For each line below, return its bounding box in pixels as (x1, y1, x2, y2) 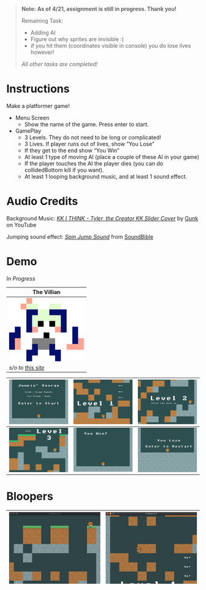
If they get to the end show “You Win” (24, 147, 120, 154)
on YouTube (6, 221, 37, 228)
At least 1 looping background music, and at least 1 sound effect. (24, 173, 188, 180)
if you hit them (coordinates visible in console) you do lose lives (30, 42, 191, 49)
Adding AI (30, 29, 56, 36)
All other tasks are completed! (21, 61, 98, 68)
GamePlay (15, 127, 42, 134)
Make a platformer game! (6, 102, 71, 109)
